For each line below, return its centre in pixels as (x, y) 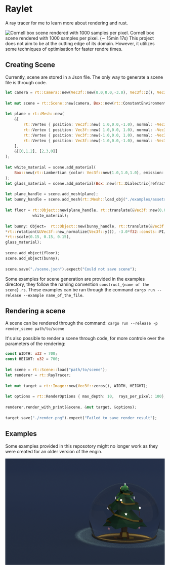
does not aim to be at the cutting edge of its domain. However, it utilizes (80, 43)
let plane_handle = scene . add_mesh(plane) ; (52, 194)
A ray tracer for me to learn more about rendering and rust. (67, 23)
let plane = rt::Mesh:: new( (35, 114)
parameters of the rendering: (35, 344)
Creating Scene (30, 65)
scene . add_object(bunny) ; (32, 258)
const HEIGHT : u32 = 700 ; (32, 359)
